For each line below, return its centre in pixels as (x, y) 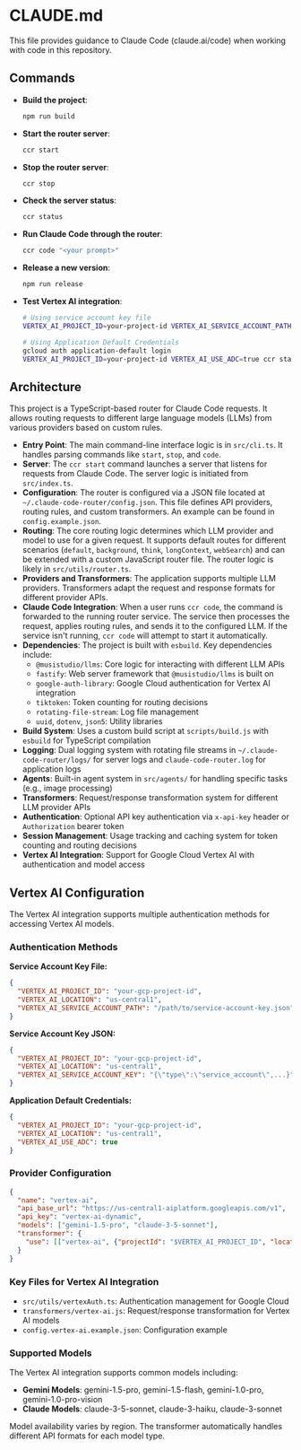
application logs (52, 769)
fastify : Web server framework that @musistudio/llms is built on (155, 674)
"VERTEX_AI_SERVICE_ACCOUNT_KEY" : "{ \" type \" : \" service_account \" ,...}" (156, 1075)
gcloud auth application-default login (97, 351)
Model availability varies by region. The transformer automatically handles (146, 1427)
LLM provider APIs (56, 808)
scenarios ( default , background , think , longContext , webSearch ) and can (153, 550)
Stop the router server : (65, 167)
